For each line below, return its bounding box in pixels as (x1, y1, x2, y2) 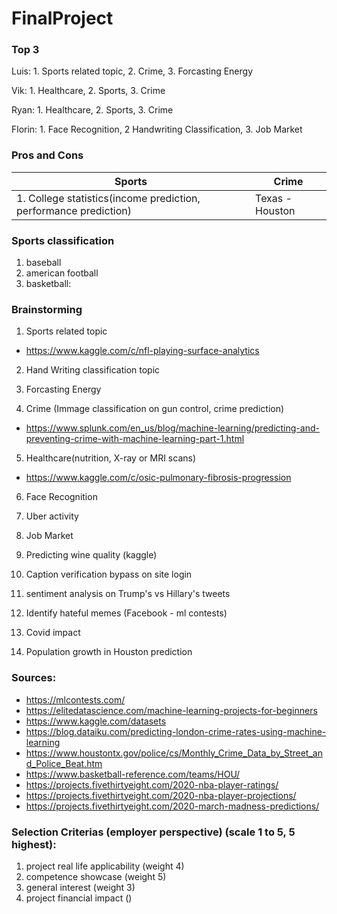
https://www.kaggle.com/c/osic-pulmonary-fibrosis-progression (25, 472, 292, 484)
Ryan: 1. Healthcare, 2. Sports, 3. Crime (11, 104, 174, 116)
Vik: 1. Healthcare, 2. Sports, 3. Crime (11, 85, 166, 97)
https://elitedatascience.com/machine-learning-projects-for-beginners (25, 704, 318, 716)
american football (25, 267, 99, 279)
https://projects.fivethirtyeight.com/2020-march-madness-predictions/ (25, 800, 320, 812)
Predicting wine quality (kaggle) (25, 549, 158, 561)
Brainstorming (11, 303, 83, 316)
